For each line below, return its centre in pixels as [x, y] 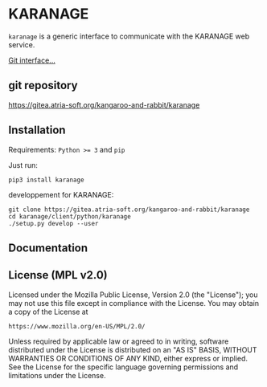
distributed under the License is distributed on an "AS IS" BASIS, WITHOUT [133, 349]
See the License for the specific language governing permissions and [123, 367]
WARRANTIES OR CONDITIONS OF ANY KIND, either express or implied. [128, 358]
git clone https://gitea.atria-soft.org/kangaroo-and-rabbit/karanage [129, 210]
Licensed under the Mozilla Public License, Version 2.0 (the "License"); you [133, 295]
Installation [37, 130]
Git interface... [32, 60]
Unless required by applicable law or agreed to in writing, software [119, 341]
